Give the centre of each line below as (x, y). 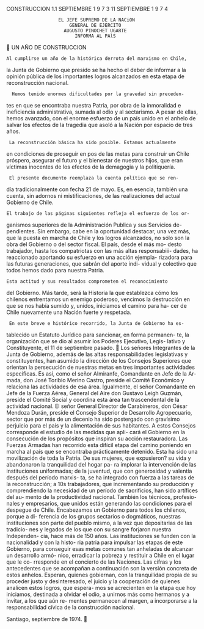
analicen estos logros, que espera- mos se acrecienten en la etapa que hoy (101, 588)
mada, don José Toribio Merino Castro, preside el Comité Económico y (95, 380)
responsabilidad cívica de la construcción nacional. (71, 607)
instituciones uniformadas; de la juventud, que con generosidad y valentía (99, 471)
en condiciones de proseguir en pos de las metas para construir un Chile (98, 154)
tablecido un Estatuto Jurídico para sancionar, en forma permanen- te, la (98, 335)
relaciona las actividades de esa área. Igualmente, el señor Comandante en (101, 387)
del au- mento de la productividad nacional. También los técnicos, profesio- (101, 497)
